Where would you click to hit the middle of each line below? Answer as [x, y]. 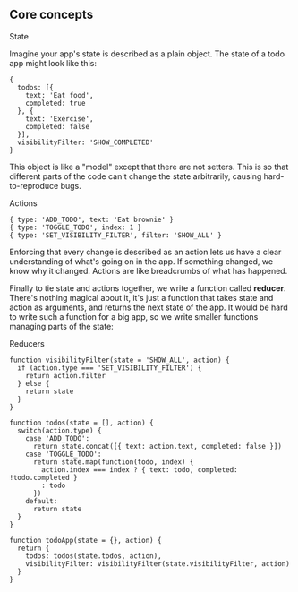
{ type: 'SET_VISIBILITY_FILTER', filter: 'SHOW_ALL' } [115, 235]
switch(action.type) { [60, 430]
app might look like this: [53, 63]
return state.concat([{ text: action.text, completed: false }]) [157, 446]
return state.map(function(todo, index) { [113, 462]
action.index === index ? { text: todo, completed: [140, 469]
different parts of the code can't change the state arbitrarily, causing [136, 176]
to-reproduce [34, 185]
